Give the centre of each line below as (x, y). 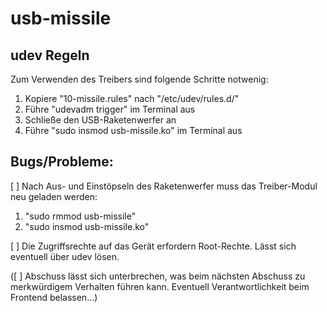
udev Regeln (50, 55)
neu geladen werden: (54, 196)
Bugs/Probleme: (62, 162)
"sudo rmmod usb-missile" (80, 216)
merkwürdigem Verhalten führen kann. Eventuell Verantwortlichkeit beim (160, 286)
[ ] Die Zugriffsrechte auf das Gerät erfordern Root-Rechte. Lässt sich (153, 246)
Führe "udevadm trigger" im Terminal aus (110, 109)
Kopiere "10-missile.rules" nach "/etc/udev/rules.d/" (132, 98)
